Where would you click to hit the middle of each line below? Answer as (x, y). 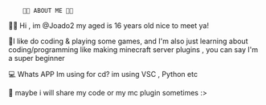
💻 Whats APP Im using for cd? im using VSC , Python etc (103, 74)
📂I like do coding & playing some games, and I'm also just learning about (128, 41)
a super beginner (37, 58)
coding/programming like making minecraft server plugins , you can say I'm (133, 50)
